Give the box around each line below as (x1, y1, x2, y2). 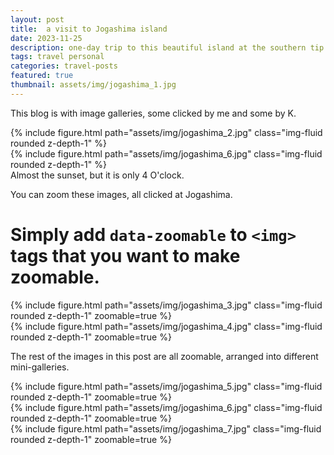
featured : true (10, 71, 74, 81)
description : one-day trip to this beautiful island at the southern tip (10, 42, 325, 53)
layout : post (10, 14, 65, 25)
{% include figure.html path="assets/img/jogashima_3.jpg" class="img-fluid (10, 299, 323, 311)
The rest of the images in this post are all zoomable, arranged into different (10, 350, 319, 362)
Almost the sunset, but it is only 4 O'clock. (10, 169, 185, 181)
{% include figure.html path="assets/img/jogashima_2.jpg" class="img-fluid (10, 126, 323, 138)
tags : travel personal (10, 52, 105, 62)
